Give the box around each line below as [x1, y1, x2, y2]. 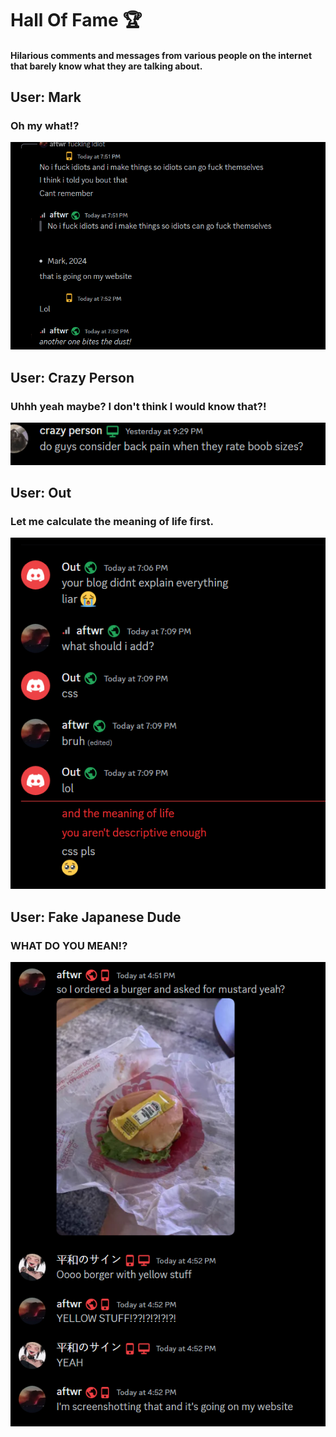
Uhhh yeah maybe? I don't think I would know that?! [10, 399, 267, 413]
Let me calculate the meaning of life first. [10, 515, 214, 529]
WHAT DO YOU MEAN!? [10, 938, 128, 952]
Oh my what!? [10, 119, 80, 133]
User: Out [10, 485, 72, 502]
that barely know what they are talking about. [10, 60, 203, 72]
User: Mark [10, 89, 82, 106]
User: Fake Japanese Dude [10, 908, 182, 926]
